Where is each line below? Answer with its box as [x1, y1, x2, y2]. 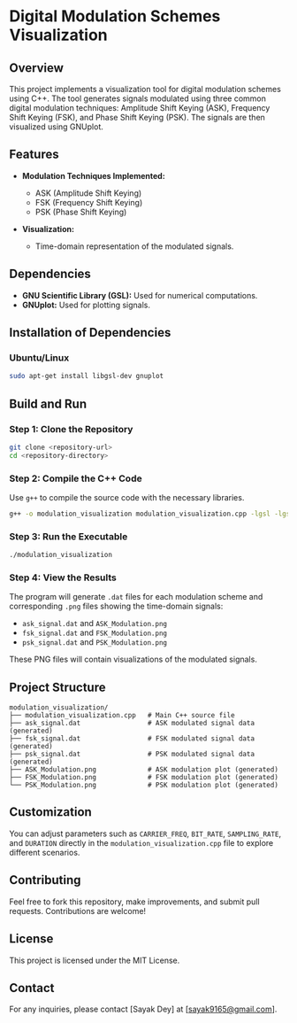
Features [9, 147, 59, 162]
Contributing [9, 872, 81, 887]
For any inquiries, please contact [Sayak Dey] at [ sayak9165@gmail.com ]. [9, 1004, 278, 1015]
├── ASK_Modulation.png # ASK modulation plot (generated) [9, 765, 278, 774]
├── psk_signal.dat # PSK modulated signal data [9, 750, 255, 759]
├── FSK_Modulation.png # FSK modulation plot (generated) [9, 773, 278, 782]
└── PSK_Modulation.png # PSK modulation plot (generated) [9, 781, 278, 790]
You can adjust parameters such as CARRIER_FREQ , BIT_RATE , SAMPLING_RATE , [9, 828, 281, 839]
